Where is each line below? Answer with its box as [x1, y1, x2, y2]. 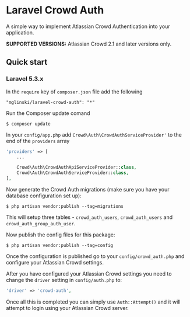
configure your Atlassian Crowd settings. [6, 259, 104, 266]
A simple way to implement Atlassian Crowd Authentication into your [6, 23, 170, 30]
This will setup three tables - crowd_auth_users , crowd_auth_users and [6, 214, 173, 221]
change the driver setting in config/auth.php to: [6, 277, 122, 283]
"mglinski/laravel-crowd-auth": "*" [6, 99, 95, 105]
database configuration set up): [6, 192, 82, 199]
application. [6, 29, 34, 36]
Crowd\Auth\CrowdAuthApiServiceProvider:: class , [16, 165, 137, 170]
